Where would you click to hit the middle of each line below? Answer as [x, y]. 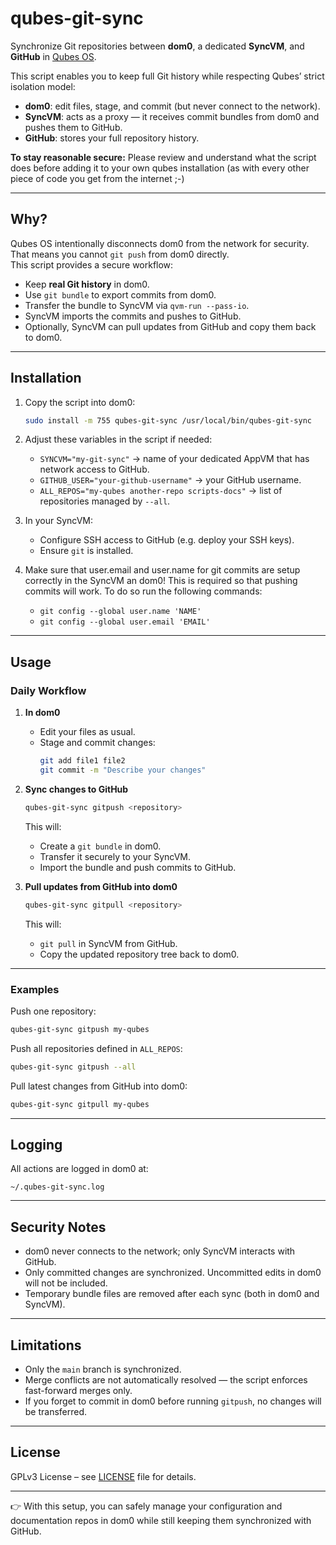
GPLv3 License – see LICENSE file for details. [103, 1476]
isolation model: [43, 86]
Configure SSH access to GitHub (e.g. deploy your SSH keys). [167, 540]
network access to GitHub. [94, 469]
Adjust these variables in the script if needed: [118, 439]
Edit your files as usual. [87, 732]
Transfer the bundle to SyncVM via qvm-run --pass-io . [137, 305]
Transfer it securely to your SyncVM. [115, 856]
